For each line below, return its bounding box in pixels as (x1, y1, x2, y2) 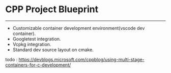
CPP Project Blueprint (5, 4, 98, 15)
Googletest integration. (12, 35, 61, 42)
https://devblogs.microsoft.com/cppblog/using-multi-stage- (18, 56, 145, 62)
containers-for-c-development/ (5, 62, 71, 68)
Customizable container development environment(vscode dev (12, 25, 145, 31)
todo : (5, 56, 18, 62)
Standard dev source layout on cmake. (12, 47, 94, 53)
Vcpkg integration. (12, 41, 51, 47)
